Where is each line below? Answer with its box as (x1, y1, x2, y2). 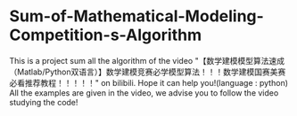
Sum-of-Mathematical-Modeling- (9, 6, 265, 27)
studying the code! (9, 97, 78, 107)
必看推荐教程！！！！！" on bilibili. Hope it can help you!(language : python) (9, 77, 288, 88)
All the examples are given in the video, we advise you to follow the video (9, 87, 279, 98)
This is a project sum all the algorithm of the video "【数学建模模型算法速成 (9, 55, 285, 66)
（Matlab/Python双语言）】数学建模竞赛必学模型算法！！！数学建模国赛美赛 (9, 66, 286, 77)
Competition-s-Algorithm (9, 25, 202, 45)
